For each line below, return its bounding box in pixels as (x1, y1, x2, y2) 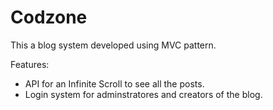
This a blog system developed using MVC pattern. (10, 39, 217, 51)
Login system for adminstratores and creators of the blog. (24, 88, 263, 100)
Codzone (10, 6, 88, 29)
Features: (10, 58, 50, 70)
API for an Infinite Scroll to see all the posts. (24, 77, 205, 90)
